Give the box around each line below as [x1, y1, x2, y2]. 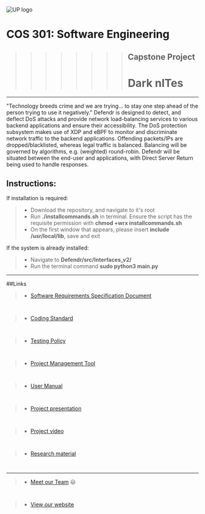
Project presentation [30, 405, 82, 412]
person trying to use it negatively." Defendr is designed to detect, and [6, 108, 181, 116]
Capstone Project [128, 51, 195, 62]
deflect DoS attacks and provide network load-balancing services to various [6, 115, 198, 122]
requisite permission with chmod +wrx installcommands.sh [30, 220, 182, 227]
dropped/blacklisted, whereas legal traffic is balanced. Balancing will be [6, 141, 187, 149]
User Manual [30, 382, 63, 390]
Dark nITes [128, 76, 184, 90]
